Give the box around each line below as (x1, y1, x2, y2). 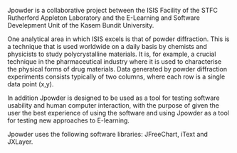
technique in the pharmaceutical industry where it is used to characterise (7, 57, 222, 66)
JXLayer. (7, 137, 33, 146)
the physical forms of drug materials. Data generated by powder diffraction (7, 65, 228, 73)
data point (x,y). (7, 80, 54, 88)
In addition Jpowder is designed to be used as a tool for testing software (7, 93, 220, 102)
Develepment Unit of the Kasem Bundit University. (7, 21, 154, 29)
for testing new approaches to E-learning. (7, 116, 130, 125)
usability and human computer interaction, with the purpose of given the (7, 101, 219, 109)
